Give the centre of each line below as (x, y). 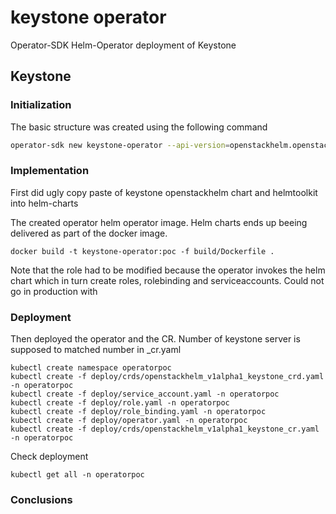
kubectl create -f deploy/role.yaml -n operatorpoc (120, 403)
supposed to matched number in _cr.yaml (96, 350)
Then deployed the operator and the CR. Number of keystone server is (155, 339)
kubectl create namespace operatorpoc (91, 368)
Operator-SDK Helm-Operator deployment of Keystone (123, 45)
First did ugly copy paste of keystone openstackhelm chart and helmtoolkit (164, 192)
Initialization (41, 105)
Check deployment (49, 457)
